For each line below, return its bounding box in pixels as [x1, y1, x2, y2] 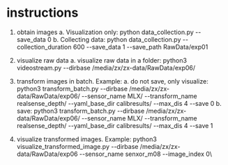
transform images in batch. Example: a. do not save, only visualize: [16, 77, 208, 85]
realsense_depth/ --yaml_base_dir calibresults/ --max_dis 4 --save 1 [16, 121, 213, 129]
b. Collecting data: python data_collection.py [52, 35, 181, 43]
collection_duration [16, 42, 72, 51]
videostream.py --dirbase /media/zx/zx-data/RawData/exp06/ [16, 63, 196, 72]
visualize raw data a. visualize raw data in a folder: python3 [16, 56, 188, 64]
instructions [6, 5, 79, 21]
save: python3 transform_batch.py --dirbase [16, 107, 145, 115]
